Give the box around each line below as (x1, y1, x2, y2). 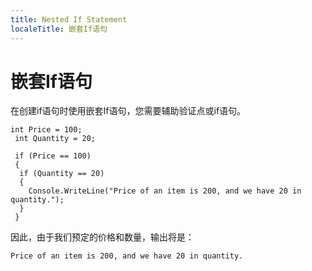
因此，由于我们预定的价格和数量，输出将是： (10, 231, 195, 243)
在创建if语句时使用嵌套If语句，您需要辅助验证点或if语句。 (10, 105, 247, 117)
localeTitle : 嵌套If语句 (10, 24, 108, 34)
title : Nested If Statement (10, 14, 128, 25)
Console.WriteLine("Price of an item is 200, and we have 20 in (28, 186, 302, 196)
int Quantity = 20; (14, 134, 97, 144)
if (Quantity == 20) (19, 169, 105, 179)
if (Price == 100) (14, 151, 92, 161)
